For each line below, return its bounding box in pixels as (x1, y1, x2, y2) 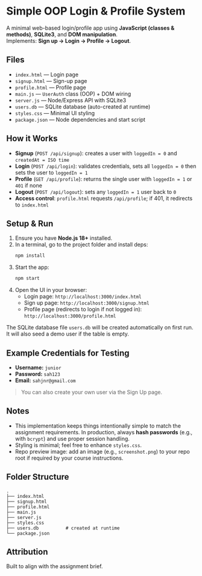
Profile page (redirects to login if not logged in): (24, 306, 142, 313)
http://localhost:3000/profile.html (24, 313, 116, 319)
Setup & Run (6, 218, 54, 228)
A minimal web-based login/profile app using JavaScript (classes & (6, 24, 175, 31)
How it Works (6, 133, 58, 144)
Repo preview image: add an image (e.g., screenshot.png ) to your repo (14, 448, 190, 455)
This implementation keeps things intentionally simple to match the (14, 422, 181, 429)
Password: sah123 (14, 370, 60, 377)
